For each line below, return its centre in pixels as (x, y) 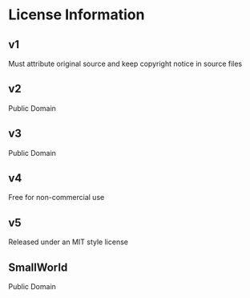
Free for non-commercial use (56, 198)
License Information (77, 15)
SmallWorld (38, 267)
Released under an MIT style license (68, 242)
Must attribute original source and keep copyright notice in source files (125, 63)
